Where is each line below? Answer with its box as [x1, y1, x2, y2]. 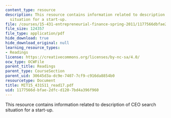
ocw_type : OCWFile [5, 59, 44, 64]
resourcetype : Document [5, 78, 56, 83]
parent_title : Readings [5, 64, 56, 69]
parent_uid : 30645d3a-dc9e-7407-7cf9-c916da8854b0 [5, 73, 115, 78]
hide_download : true [5, 36, 49, 41]
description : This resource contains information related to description [5, 12, 165, 17]
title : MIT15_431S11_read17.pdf [5, 83, 74, 88]
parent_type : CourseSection [5, 69, 65, 74]
